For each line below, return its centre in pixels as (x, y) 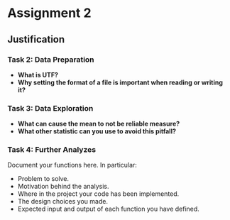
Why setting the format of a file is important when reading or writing (120, 82)
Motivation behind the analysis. (63, 187)
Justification (36, 39)
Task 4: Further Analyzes (52, 150)
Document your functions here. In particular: (72, 165)
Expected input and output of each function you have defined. (109, 209)
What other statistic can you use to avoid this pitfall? (97, 131)
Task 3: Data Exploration (50, 108)
